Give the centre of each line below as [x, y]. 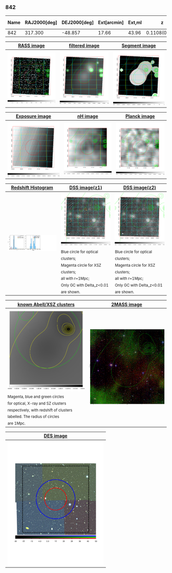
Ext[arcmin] [111, 23]
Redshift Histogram [32, 188]
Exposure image [33, 116]
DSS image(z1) [86, 188]
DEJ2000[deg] [77, 23]
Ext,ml [135, 23]
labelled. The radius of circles [34, 417]
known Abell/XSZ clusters [46, 304]
